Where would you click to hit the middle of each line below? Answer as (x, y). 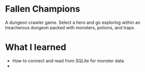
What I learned (36, 47)
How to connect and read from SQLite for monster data (68, 61)
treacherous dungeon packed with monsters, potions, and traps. (70, 27)
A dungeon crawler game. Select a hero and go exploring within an (73, 22)
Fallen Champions (43, 9)
